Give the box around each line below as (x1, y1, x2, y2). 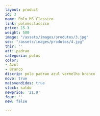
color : (5, 58, 19, 63)
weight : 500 (5, 30, 29, 35)
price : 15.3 (5, 26, 29, 31)
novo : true (5, 76, 27, 81)
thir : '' (5, 44, 23, 49)
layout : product (5, 7, 38, 12)
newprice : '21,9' (5, 90, 41, 95)
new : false (5, 99, 27, 104)
